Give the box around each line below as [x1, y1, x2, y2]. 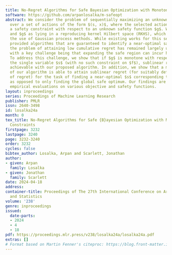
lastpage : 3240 [5, 132, 38, 137]
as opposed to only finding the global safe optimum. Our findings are [10, 79, 166, 84]
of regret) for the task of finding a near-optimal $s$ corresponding [10, 75, 164, 80]
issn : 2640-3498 [5, 103, 40, 108]
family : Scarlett [10, 175, 47, 180]
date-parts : [10, 213, 36, 218]
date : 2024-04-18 [5, 179, 42, 185]
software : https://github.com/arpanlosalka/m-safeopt [5, 12, 123, 17]
